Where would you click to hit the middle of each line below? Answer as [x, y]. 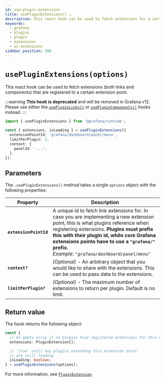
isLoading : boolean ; [30, 360]
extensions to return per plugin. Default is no [104, 288]
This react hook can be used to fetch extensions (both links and [69, 87]
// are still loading [32, 355]
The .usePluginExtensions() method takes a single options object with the [81, 185]
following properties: [26, 190]
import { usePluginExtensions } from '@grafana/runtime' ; [66, 121]
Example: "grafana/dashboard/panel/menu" [101, 254]
